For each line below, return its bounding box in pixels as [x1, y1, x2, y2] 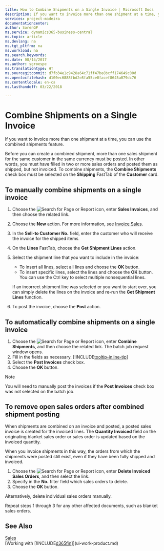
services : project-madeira [5, 16, 60, 21]
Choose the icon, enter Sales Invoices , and [12, 206, 158, 212]
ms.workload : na [5, 48, 38, 53]
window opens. [12, 349, 43, 355]
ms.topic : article [5, 35, 42, 40]
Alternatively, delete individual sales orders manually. [5, 493, 112, 499]
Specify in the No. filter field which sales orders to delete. [12, 478, 128, 484]
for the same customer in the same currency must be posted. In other [5, 156, 145, 162]
